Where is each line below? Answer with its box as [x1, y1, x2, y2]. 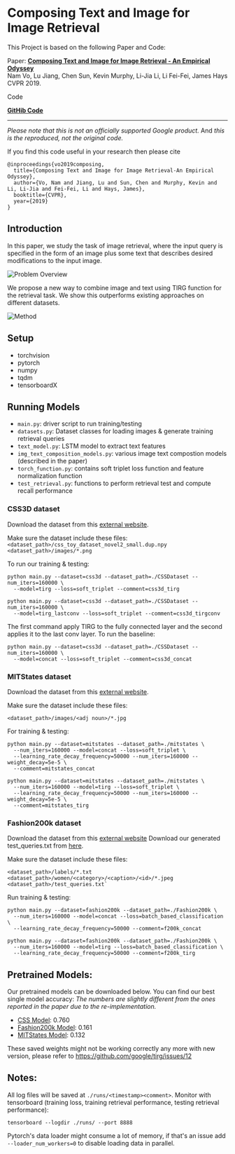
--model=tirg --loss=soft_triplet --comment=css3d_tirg [13, 585, 180, 592]
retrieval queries [17, 435, 65, 443]
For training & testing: [7, 727, 69, 735]
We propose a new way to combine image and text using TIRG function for [7, 283, 222, 292]
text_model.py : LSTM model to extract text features [17, 442, 166, 450]
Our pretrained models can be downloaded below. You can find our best [7, 987, 215, 996]
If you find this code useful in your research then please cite [7, 147, 180, 156]
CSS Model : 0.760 [17, 1016, 70, 1024]
